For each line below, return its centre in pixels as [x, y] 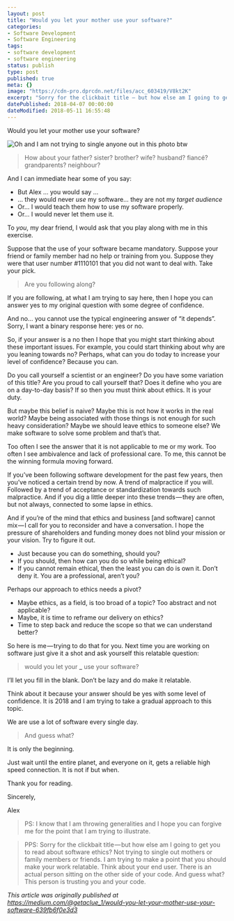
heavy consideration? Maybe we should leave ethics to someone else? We [114, 425]
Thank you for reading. [40, 783]
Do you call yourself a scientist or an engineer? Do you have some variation [116, 375]
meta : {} [20, 85]
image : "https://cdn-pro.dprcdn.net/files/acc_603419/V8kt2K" [99, 91]
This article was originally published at [63, 895]
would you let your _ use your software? [81, 666]
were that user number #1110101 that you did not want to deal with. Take [110, 263]
